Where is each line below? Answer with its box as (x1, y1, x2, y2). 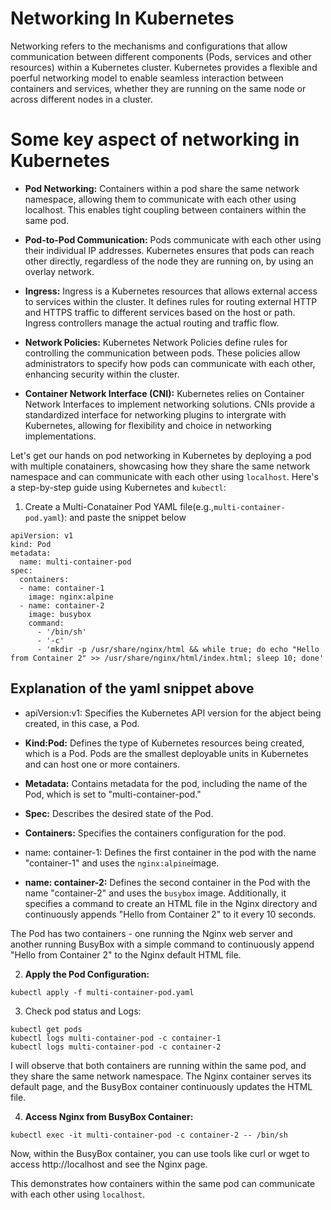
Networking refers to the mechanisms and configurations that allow (10, 40, 288, 52)
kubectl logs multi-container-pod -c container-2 (10, 1042, 222, 1052)
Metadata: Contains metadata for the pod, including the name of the (24, 777, 308, 789)
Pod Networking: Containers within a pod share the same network (24, 182, 300, 194)
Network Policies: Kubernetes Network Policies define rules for (24, 336, 288, 348)
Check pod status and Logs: (24, 1005, 142, 1017)
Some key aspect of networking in (10, 128, 300, 151)
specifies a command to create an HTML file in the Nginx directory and (24, 897, 318, 909)
